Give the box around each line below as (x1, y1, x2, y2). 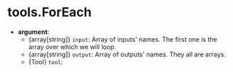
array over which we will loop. (28, 42, 116, 51)
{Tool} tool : (28, 57, 63, 66)
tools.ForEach (7, 4, 92, 20)
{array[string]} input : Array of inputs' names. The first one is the (28, 35, 217, 43)
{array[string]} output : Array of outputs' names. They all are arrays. (28, 50, 226, 59)
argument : (17, 28, 50, 36)
